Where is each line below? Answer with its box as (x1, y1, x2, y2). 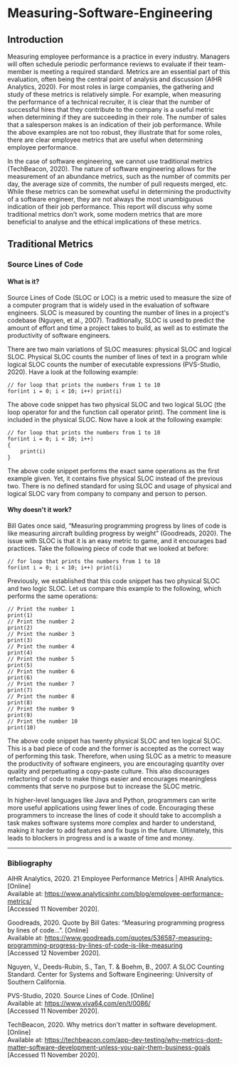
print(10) (7, 724, 37, 731)
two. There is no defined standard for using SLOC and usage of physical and (7, 481, 232, 490)
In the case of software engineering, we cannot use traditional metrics (7, 157, 213, 165)
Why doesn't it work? (7, 505, 73, 514)
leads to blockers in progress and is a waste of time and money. (7, 833, 194, 842)
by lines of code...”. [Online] (7, 926, 89, 935)
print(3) (7, 637, 33, 644)
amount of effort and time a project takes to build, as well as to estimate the (7, 323, 229, 332)
